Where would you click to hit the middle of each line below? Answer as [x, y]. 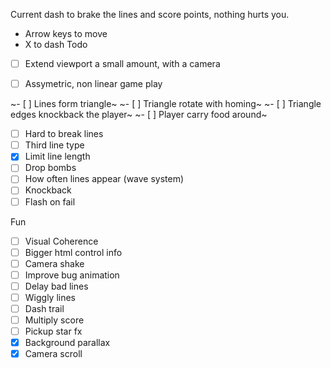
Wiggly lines [50, 297]
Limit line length [57, 156]
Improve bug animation [72, 275]
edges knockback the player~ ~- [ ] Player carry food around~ [139, 115]
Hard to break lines [64, 134]
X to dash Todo [56, 44]
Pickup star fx [53, 331]
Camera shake [54, 263]
